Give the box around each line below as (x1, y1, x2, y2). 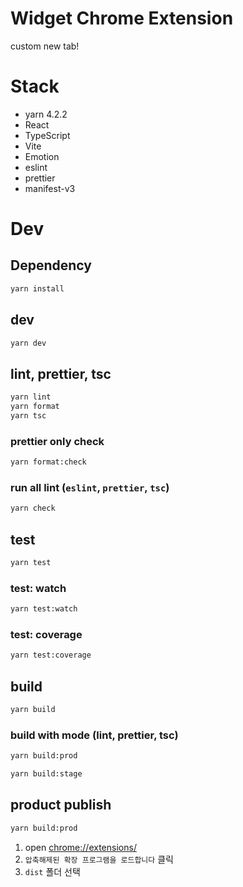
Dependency (10, 257, 92, 274)
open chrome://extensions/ (24, 841, 137, 853)
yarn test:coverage (10, 650, 92, 661)
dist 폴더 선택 (24, 865, 81, 877)
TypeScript (24, 129, 71, 141)
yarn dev (10, 338, 47, 348)
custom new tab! (10, 40, 80, 52)
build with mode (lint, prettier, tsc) (10, 728, 179, 742)
